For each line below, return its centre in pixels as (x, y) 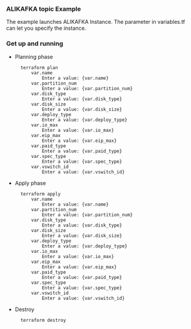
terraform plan (39, 67)
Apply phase (30, 183)
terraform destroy (43, 320)
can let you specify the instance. (46, 28)
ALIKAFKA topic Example (44, 9)
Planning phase (34, 57)
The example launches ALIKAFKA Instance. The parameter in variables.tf (95, 22)
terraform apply (41, 194)
